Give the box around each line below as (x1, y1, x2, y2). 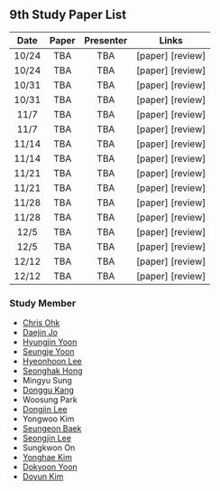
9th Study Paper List (9, 7, 127, 23)
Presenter (84, 33, 128, 46)
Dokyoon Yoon (22, 461, 78, 473)
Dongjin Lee (22, 404, 68, 415)
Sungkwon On (22, 442, 76, 453)
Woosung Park (22, 394, 78, 405)
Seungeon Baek (22, 423, 82, 434)
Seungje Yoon (22, 346, 75, 357)
